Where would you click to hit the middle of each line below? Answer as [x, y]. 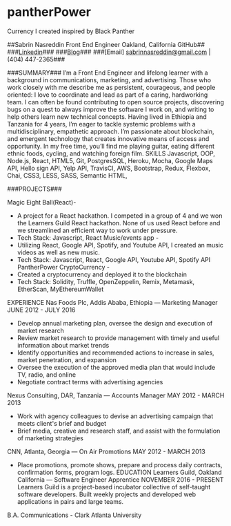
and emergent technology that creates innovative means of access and [108, 138]
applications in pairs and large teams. [70, 501]
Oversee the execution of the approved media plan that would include [116, 367]
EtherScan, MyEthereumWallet [60, 289]
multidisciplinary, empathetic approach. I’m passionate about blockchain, [111, 131]
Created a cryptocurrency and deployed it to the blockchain [102, 274]
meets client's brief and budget [62, 423]
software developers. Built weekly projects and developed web [107, 494]
